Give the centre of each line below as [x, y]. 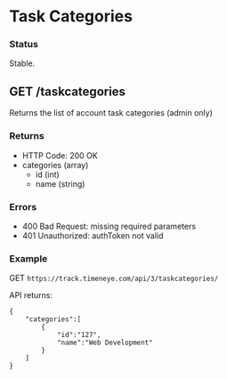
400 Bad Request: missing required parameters [109, 226]
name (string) [60, 183]
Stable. [22, 63]
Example [28, 258]
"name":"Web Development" [105, 343]
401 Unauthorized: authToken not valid [93, 235]
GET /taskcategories [68, 91]
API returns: [31, 295]
